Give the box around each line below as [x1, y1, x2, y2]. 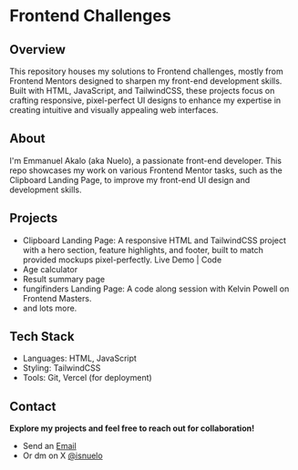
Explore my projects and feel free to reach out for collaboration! [9, 423, 255, 434]
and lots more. [22, 302, 77, 313]
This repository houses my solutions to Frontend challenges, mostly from [9, 66, 284, 77]
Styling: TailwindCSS [22, 363, 101, 373]
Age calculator [22, 263, 78, 274]
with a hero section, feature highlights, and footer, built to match [22, 244, 264, 255]
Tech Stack [9, 329, 75, 344]
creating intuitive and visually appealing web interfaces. [9, 105, 219, 115]
